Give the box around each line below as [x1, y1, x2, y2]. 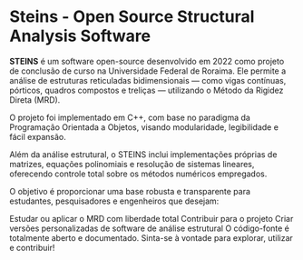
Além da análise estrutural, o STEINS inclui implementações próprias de [9, 148, 278, 160]
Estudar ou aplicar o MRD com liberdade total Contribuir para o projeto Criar [9, 213, 294, 224]
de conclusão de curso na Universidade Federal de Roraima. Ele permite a [9, 65, 287, 76]
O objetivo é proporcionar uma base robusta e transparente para [9, 185, 251, 196]
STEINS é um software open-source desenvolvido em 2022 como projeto [9, 55, 285, 66]
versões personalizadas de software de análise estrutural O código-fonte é [9, 223, 290, 234]
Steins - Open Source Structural [9, 6, 255, 27]
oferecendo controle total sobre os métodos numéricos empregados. [9, 168, 268, 179]
